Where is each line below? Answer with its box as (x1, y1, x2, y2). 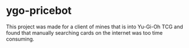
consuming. (6, 35, 34, 42)
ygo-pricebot (6, 4, 72, 17)
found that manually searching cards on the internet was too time (6, 29, 163, 36)
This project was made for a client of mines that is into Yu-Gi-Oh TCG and (6, 23, 184, 30)
